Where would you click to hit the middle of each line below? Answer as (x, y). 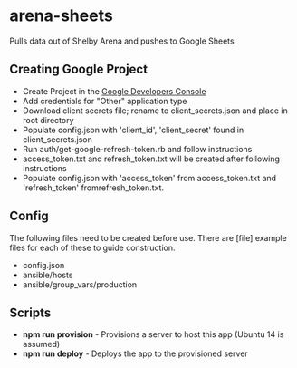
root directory (48, 120)
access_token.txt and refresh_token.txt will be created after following (151, 159)
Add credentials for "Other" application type (105, 101)
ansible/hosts (48, 275)
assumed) (41, 344)
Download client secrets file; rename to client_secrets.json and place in (155, 111)
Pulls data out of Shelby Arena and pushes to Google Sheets (122, 41)
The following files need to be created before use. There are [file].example (148, 237)
